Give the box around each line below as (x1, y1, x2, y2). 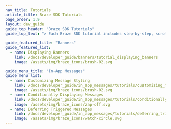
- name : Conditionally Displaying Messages (10, 92, 103, 97)
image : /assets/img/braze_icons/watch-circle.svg (14, 116, 122, 121)
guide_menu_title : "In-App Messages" (5, 68, 85, 74)
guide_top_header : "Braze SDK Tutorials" (5, 27, 95, 32)
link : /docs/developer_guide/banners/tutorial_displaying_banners (14, 55, 158, 60)
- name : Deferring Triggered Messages (10, 107, 93, 112)
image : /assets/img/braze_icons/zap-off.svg (14, 101, 110, 107)
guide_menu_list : (5, 73, 42, 79)
